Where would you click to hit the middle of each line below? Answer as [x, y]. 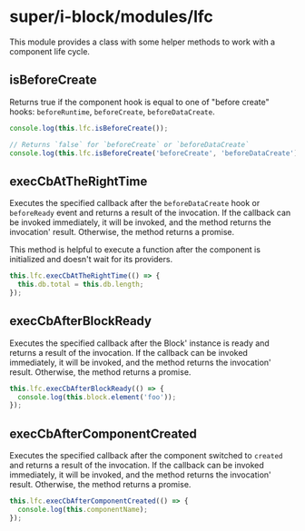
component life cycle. [50, 51]
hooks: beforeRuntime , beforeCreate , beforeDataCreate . [112, 112]
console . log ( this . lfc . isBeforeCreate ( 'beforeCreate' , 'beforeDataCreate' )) [156, 153]
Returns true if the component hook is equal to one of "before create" [139, 102]
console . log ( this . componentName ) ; [83, 509]
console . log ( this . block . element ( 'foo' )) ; [97, 397]
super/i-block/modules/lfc [111, 17]
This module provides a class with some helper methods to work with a [142, 42]
